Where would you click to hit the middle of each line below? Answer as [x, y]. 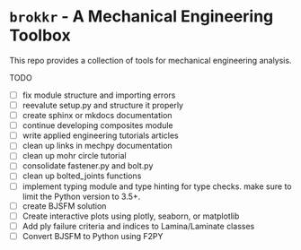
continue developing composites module [97, 125]
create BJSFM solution [64, 206]
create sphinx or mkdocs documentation [97, 116]
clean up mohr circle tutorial [75, 156]
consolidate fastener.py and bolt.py [88, 166]
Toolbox [40, 35]
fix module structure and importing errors [99, 95]
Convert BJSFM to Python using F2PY [93, 236]
